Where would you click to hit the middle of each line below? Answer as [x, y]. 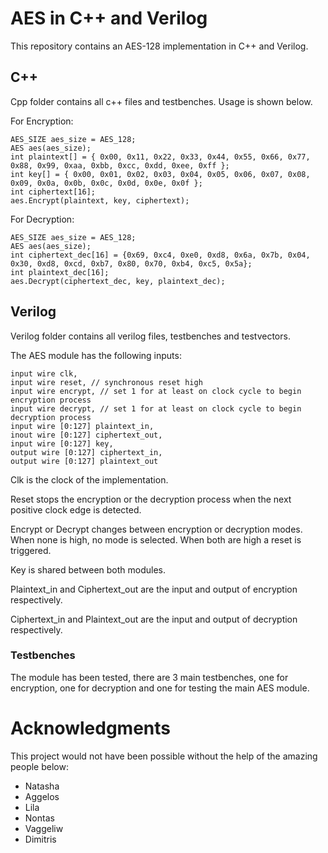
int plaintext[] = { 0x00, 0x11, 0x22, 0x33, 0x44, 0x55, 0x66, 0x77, [160, 157]
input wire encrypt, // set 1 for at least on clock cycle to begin [156, 391]
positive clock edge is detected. [76, 509]
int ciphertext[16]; [53, 192]
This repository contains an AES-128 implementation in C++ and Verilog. [159, 46]
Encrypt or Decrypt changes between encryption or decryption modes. [156, 529]
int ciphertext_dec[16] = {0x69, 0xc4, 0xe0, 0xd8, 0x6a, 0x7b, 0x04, [160, 255]
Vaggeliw [44, 828]
